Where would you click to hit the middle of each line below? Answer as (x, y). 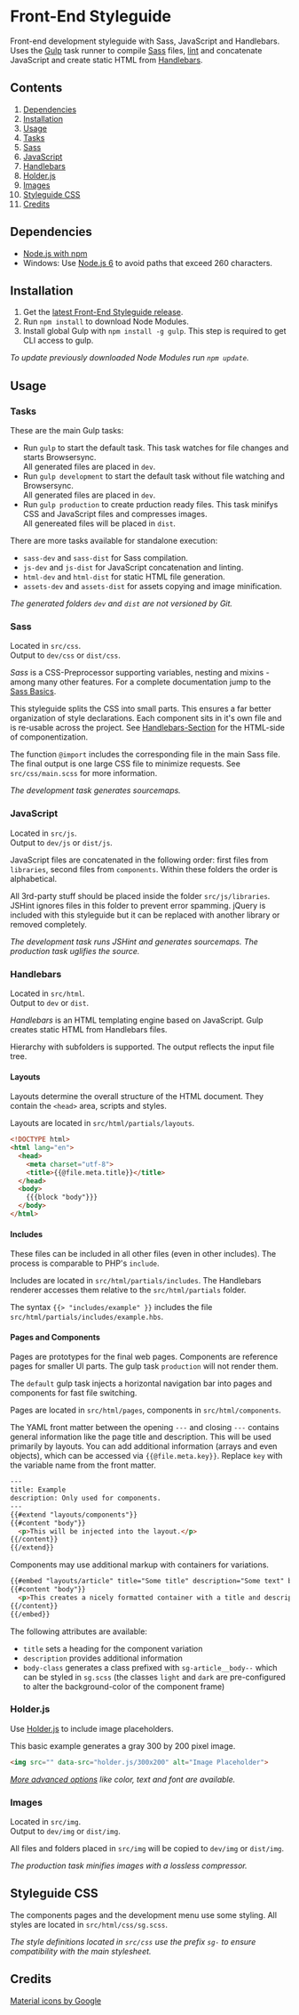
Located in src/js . (44, 833)
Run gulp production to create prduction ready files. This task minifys (150, 505)
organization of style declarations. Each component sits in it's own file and (146, 718)
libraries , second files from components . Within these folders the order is (144, 869)
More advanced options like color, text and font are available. (123, 1779)
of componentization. (49, 737)
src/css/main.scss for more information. (84, 773)
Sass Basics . (33, 692)
